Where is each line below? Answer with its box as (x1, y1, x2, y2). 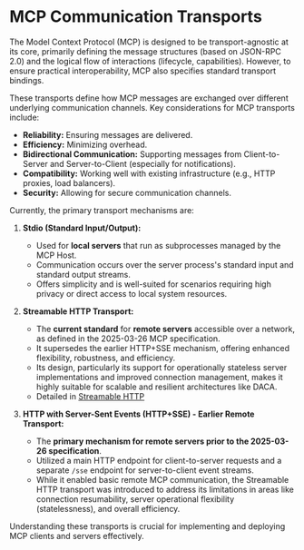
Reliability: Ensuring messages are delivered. (22, 129, 193, 140)
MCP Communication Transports (9, 6, 263, 27)
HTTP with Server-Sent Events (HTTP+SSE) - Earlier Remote (22, 408, 255, 419)
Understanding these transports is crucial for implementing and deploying (9, 520, 286, 532)
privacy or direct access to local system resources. (35, 288, 228, 299)
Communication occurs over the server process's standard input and (35, 259, 294, 270)
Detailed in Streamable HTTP (35, 390, 145, 401)
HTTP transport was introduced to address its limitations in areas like (35, 484, 295, 495)
